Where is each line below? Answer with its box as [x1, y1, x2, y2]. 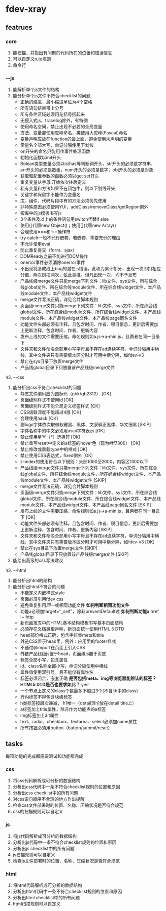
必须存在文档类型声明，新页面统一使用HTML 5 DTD [20, 626, 125, 632]
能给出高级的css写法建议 [12, 557, 64, 564]
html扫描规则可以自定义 [12, 901, 61, 907]
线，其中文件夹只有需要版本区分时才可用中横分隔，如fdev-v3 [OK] [20, 539, 155, 545]
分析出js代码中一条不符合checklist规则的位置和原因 [12, 839, 117, 845]
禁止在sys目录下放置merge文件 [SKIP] [20, 545, 98, 551]
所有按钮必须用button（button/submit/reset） [20, 725, 113, 731]
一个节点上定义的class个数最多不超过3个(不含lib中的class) [20, 688, 138, 694]
